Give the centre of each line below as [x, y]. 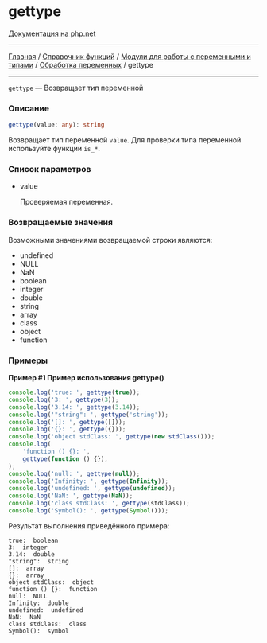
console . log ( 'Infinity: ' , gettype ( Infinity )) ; [89, 481]
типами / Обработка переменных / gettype [81, 64]
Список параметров [50, 170]
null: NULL [28, 596]
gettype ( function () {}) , [66, 459]
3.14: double [32, 554]
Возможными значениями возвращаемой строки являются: [110, 240]
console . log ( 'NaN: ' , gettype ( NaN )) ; [71, 496]
